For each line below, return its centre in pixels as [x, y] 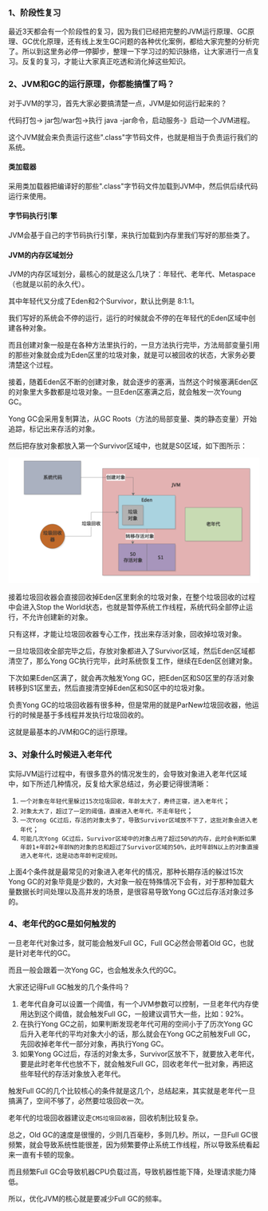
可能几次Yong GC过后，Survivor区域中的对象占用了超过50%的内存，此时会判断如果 [138, 839]
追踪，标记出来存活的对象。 [54, 429]
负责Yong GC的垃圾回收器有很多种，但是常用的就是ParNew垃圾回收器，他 [130, 705]
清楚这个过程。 [33, 365]
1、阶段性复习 [35, 12]
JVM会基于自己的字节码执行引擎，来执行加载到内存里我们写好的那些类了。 [131, 235]
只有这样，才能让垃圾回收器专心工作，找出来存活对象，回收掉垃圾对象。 [127, 634]
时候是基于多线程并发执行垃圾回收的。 [85, 715]
